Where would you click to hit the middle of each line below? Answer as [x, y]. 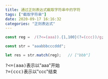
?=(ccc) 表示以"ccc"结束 [31, 71]
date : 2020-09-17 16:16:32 [33, 19]
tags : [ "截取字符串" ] [26, 14]
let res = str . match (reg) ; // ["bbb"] [48, 55]
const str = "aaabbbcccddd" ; [35, 46]
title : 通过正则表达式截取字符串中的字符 [43, 10]
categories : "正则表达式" [30, 24]
